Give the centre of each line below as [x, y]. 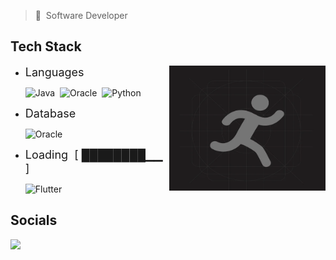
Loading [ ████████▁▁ [93, 154]
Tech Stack [46, 46]
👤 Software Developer [81, 15]
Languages [54, 72]
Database [50, 113]
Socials [34, 220]
